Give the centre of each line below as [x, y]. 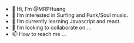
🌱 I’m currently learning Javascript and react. [66, 21]
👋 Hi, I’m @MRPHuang [38, 9]
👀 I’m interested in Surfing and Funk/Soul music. [70, 15]
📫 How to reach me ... [39, 34]
